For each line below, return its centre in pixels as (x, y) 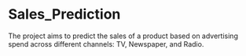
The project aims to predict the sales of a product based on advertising (123, 36)
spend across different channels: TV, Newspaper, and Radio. (106, 44)
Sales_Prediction (64, 14)
